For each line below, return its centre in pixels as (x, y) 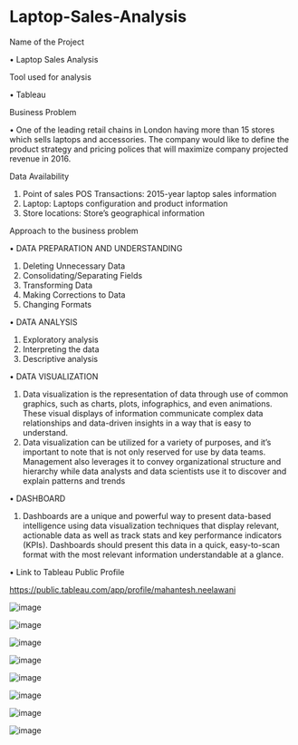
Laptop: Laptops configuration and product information (125, 203)
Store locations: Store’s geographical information (114, 213)
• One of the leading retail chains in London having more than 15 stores (142, 130)
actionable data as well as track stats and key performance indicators (152, 535)
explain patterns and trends (74, 480)
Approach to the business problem (74, 230)
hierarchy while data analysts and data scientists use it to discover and (154, 471)
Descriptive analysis (60, 358)
